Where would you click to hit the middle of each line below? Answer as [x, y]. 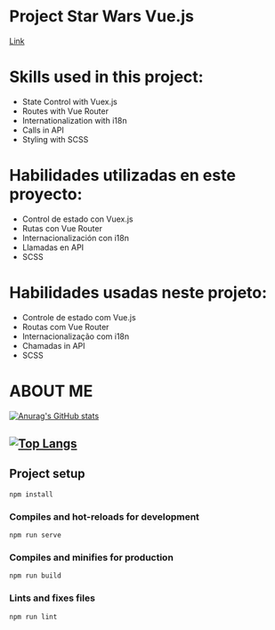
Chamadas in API [54, 345]
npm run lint [33, 617]
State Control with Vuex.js [69, 101]
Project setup [48, 474]
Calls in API [43, 130]
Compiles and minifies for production [91, 558]
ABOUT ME [51, 391]
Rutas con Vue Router [62, 228]
